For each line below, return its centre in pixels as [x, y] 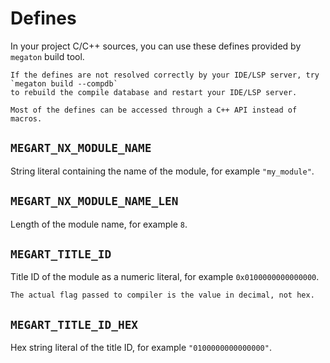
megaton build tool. [47, 56]
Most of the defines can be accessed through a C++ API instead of [154, 110]
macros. [26, 118]
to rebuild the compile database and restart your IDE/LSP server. [154, 92]
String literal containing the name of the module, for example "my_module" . [162, 171]
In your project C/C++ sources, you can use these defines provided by [156, 46]
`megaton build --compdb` [64, 83]
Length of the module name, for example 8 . [99, 224]
